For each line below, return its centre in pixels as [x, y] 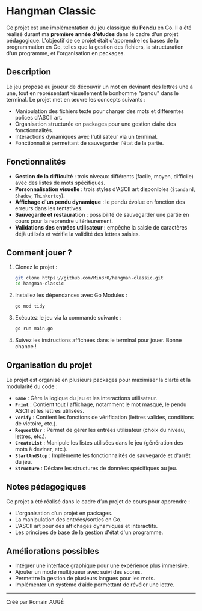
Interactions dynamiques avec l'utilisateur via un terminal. [86, 136]
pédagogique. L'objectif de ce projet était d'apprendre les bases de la [92, 40]
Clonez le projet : [36, 267]
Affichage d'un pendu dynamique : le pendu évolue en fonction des [100, 202]
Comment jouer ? [39, 253]
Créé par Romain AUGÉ [35, 602]
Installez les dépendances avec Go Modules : [71, 295]
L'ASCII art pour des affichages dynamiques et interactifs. [86, 526]
